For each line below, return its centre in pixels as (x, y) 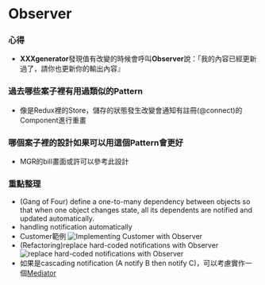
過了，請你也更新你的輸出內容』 (72, 69)
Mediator (42, 273)
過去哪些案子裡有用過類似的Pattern (75, 91)
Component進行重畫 (53, 120)
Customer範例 (43, 237)
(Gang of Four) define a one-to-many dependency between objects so (135, 202)
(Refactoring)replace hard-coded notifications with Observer (119, 245)
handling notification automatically (76, 227)
